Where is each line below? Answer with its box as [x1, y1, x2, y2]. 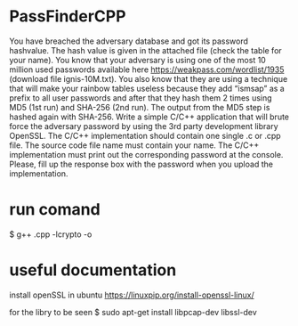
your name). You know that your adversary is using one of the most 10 [9, 54, 267, 65]
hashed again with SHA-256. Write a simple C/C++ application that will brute [9, 111, 290, 122]
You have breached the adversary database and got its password [9, 36, 249, 46]
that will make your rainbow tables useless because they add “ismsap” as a [9, 83, 285, 94]
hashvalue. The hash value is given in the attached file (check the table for [9, 45, 282, 55]
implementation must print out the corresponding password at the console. [9, 149, 284, 159]
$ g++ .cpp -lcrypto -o [9, 229, 93, 240]
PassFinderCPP [9, 6, 126, 27]
